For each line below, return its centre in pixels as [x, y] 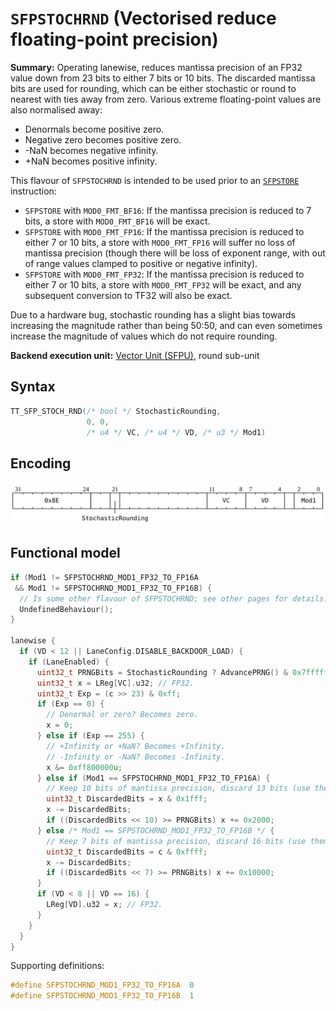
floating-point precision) [114, 39]
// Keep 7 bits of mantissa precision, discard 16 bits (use [176, 841]
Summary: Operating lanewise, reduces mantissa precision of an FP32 [156, 67]
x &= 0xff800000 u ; [84, 767]
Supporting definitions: [57, 966]
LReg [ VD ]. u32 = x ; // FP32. [104, 905]
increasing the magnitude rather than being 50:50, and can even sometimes [166, 325]
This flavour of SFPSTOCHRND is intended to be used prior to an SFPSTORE [155, 180]
